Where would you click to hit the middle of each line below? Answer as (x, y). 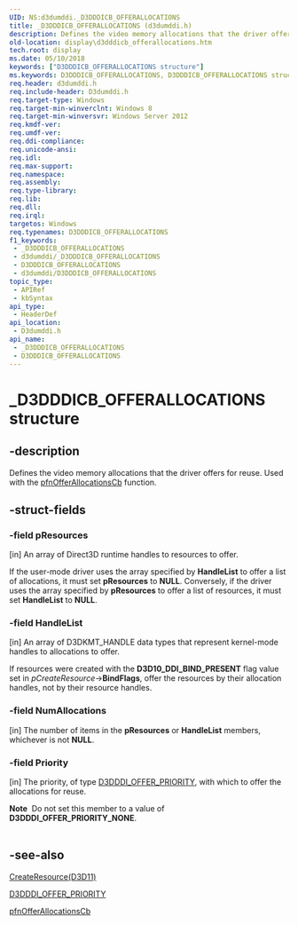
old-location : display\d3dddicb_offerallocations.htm (111, 42)
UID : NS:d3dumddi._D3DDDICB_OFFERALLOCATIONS (94, 17)
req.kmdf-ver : (35, 125)
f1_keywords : (33, 241)
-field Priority (39, 763)
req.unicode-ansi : (43, 149)
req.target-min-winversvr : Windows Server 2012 (99, 116)
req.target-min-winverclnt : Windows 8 (81, 108)
